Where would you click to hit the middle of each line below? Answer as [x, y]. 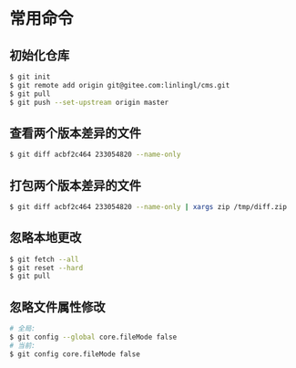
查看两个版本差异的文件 [75, 133]
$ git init [30, 77]
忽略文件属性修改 [57, 307]
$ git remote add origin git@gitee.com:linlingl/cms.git [120, 85]
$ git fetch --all [44, 259]
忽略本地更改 [46, 238]
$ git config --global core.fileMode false [93, 337]
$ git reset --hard [46, 268]
